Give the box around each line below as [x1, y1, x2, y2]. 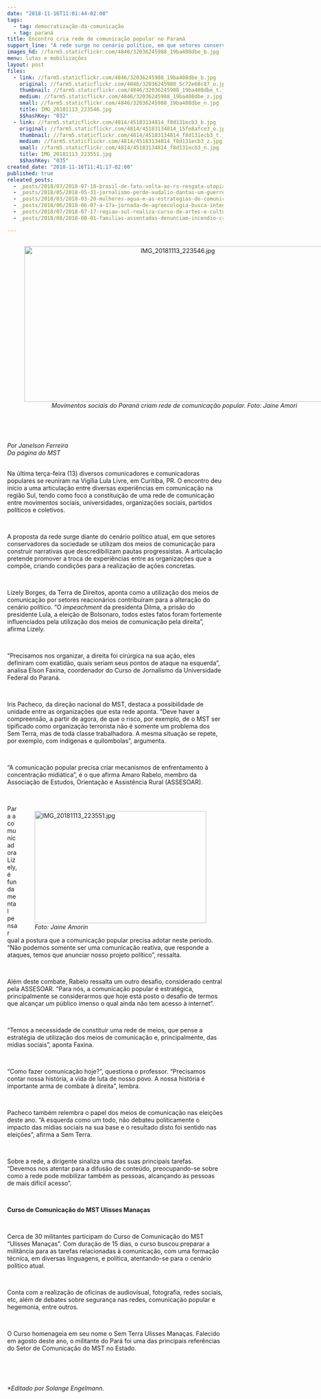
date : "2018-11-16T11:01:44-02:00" [7, 10, 109, 17]
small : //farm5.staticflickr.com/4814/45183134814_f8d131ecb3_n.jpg [19, 144, 219, 151]
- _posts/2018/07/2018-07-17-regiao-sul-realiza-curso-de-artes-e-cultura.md [13, 208, 241, 215]
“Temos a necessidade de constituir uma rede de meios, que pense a [7, 1026, 203, 1034]
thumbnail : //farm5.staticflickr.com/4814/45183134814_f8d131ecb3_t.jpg [19, 131, 232, 138]
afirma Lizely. [7, 625, 45, 633]
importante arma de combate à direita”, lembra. [7, 1081, 141, 1090]
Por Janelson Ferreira [7, 441, 69, 449]
